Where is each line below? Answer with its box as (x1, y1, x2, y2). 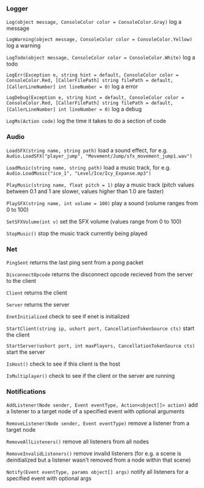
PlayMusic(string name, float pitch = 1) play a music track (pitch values (6, 181, 194, 188)
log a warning (6, 42, 41, 50)
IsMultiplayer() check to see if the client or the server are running (6, 372, 175, 379)
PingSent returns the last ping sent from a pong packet (6, 258, 144, 266)
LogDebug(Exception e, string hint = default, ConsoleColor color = (6, 95, 184, 101)
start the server (6, 348, 45, 356)
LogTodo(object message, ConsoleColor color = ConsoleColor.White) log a (6, 54, 195, 61)
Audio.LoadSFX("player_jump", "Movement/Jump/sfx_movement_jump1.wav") (6, 153, 192, 159)
